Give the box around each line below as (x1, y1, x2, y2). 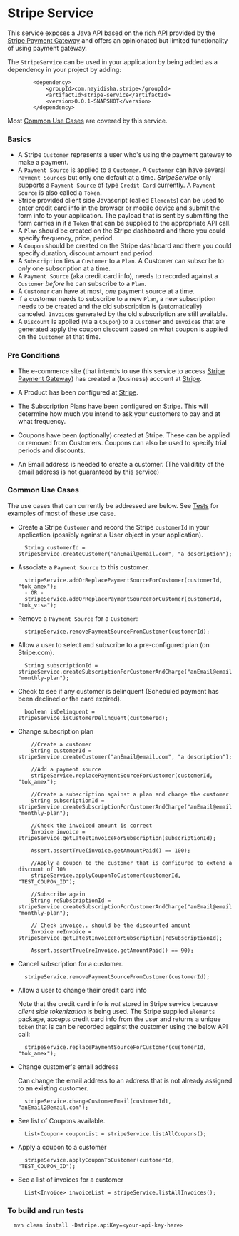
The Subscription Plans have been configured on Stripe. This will (17, 402, 209, 410)
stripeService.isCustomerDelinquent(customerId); (17, 714, 169, 721)
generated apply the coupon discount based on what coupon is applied (17, 325, 228, 333)
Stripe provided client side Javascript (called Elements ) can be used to (17, 196, 225, 205)
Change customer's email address (17, 1062, 119, 1071)
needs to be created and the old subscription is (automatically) (17, 302, 203, 311)
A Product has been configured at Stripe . (17, 387, 139, 397)
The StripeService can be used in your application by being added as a (7, 57, 218, 66)
